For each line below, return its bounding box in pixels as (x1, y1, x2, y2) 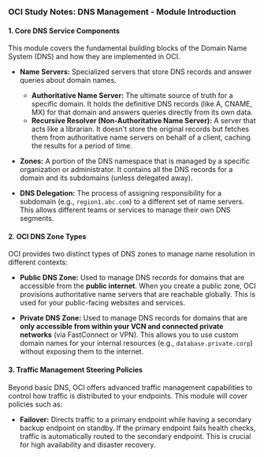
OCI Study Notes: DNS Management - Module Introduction (8, 6, 236, 17)
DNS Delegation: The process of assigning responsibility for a (19, 189, 222, 198)
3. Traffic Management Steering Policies (8, 365, 143, 374)
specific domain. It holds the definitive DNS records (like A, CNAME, (31, 99, 252, 109)
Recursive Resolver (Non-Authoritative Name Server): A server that (31, 116, 256, 125)
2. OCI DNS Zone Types (8, 231, 87, 241)
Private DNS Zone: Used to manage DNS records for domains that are (19, 313, 248, 323)
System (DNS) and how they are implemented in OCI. (8, 52, 180, 62)
